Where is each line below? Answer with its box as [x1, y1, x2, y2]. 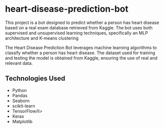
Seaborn [12, 98, 30, 104]
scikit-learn [12, 103, 35, 108]
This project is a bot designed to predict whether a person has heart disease [5, 20, 160, 25]
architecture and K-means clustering [5, 35, 79, 41]
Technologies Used [5, 74, 65, 83]
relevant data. [5, 60, 33, 66]
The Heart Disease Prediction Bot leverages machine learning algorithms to [5, 44, 157, 50]
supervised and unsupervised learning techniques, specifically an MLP [5, 30, 148, 36]
